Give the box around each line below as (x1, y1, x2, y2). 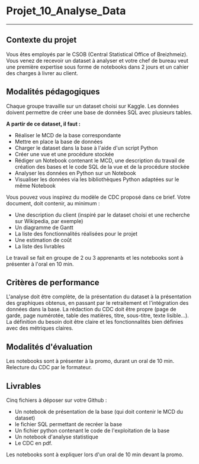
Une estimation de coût (14, 236, 72, 243)
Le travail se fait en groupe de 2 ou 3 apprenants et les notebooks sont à (6, 254, 184, 261)
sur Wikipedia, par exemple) (14, 217, 84, 224)
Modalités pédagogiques (6, 87, 100, 97)
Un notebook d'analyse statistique (14, 433, 99, 440)
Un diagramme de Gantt (14, 224, 74, 231)
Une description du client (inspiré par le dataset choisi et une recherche (14, 211, 190, 218)
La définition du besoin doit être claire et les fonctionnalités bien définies (6, 318, 184, 326)
